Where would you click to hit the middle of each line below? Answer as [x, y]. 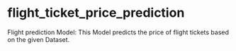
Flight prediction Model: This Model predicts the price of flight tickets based [118, 32]
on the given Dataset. [39, 39]
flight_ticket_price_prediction [96, 13]
